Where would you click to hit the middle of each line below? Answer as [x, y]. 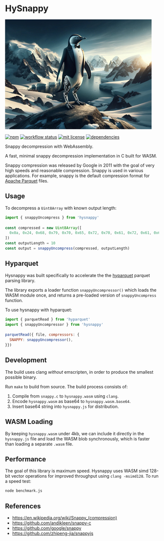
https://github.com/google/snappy [47, 528]
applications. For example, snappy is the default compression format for [77, 176]
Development [26, 360]
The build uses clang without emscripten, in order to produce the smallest [79, 372]
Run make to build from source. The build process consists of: [66, 386]
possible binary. [21, 377]
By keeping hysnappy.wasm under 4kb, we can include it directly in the [75, 433]
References [23, 506]
